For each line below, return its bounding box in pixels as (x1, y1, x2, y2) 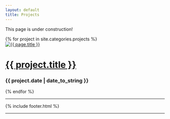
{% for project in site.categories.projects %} (5, 36, 98, 42)
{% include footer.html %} (5, 103, 60, 109)
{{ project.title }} (5, 59, 77, 70)
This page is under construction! (5, 26, 73, 32)
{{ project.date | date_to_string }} (5, 77, 89, 84)
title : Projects (5, 12, 39, 17)
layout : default (5, 7, 39, 13)
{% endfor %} (5, 88, 34, 94)
